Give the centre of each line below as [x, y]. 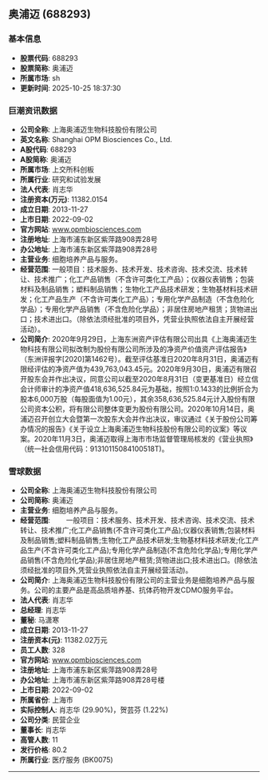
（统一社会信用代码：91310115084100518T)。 [94, 449]
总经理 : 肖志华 [43, 610]
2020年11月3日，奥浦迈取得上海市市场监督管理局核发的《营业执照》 [144, 438]
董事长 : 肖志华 [43, 730]
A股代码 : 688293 [48, 149]
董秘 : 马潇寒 [39, 620]
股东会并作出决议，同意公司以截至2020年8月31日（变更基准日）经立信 [143, 378]
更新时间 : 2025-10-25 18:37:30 [70, 88]
